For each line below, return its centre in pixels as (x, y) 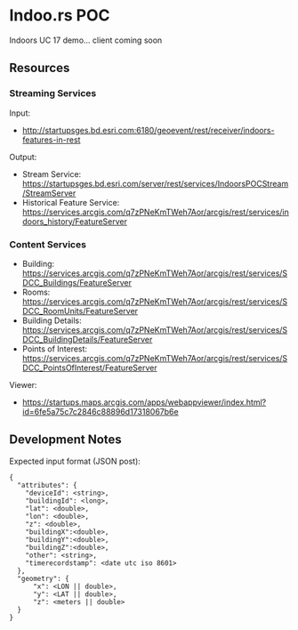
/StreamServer (49, 193)
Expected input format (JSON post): (75, 461)
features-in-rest (51, 140)
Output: (23, 157)
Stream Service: (52, 174)
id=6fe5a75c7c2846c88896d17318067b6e (101, 411)
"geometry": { (43, 578)
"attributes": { (47, 485)
